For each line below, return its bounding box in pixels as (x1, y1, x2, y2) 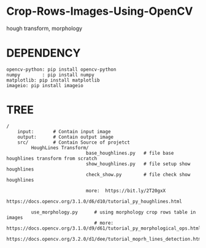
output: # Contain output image (17, 134, 114, 140)
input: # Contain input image (17, 128, 112, 134)
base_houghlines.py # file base (85, 150, 174, 156)
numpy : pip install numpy (6, 72, 95, 78)
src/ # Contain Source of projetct (17, 139, 131, 145)
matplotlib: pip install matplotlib (6, 77, 100, 83)
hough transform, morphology (6, 25, 83, 32)
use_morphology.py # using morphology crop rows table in (31, 209, 196, 215)
